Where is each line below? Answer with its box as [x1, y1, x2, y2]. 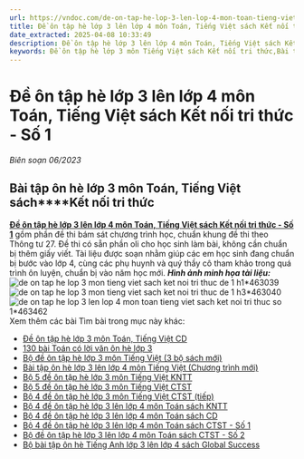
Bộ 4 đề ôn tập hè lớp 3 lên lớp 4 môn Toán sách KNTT [22, 400, 228, 411]
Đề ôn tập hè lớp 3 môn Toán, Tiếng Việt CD [22, 333, 187, 344]
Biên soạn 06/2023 [9, 155, 81, 166]
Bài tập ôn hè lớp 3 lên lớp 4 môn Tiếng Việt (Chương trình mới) [22, 362, 259, 373]
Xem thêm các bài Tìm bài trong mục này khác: [9, 315, 185, 327]
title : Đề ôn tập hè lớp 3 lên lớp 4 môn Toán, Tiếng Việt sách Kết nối [9, 22, 290, 31]
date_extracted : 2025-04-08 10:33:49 [9, 30, 152, 39]
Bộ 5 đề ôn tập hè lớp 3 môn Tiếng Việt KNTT [22, 371, 193, 382]
